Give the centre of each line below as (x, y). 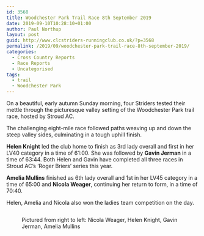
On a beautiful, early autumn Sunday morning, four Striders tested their (96, 103)
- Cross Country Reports (43, 57)
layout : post (23, 35)
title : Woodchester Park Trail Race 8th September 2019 (79, 18)
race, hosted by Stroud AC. (40, 116)
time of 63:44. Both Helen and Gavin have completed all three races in (95, 159)
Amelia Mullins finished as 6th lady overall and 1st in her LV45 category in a (102, 178)
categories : (21, 52)
